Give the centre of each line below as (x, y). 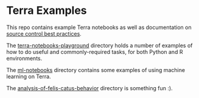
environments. (24, 58)
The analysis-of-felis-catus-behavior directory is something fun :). (89, 88)
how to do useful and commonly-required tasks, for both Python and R (95, 51)
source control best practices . (44, 33)
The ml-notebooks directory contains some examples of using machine (96, 70)
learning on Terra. (29, 76)
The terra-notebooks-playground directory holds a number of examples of (100, 45)
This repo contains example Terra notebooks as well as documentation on (99, 27)
